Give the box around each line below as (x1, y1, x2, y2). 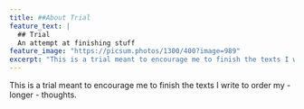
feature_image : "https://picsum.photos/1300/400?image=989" (9, 47, 242, 56)
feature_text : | (9, 22, 71, 31)
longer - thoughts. (9, 89, 77, 100)
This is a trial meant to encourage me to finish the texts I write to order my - (9, 80, 291, 90)
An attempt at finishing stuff (17, 38, 136, 48)
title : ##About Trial (9, 13, 91, 23)
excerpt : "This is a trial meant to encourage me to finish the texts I (9, 55, 290, 64)
